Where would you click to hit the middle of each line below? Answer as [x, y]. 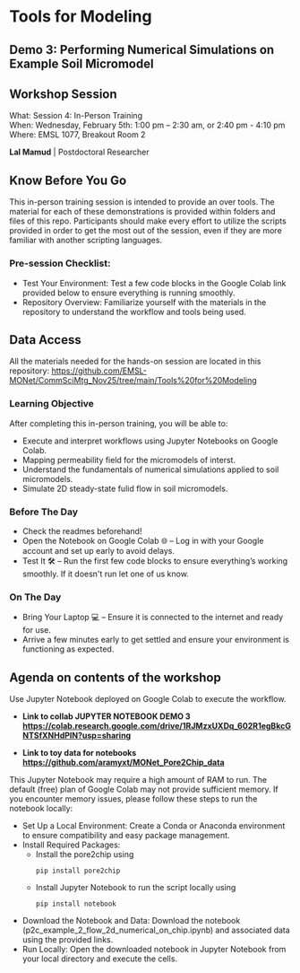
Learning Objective [51, 404]
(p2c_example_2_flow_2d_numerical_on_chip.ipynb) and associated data [156, 930]
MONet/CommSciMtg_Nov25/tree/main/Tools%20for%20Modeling [133, 381]
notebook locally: [41, 809]
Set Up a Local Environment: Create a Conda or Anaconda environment [154, 826]
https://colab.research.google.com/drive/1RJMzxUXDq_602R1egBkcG [156, 726]
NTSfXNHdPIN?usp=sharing [77, 736]
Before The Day [44, 512]
